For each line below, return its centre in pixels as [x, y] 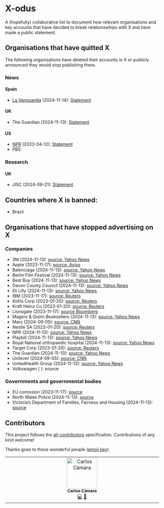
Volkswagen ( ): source [35, 369]
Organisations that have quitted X [57, 48]
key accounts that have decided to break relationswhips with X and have [78, 27]
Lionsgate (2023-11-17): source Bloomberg [55, 311]
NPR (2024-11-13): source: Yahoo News [52, 332]
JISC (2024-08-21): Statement [43, 185]
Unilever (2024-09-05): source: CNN [49, 358]
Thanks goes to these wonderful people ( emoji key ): [58, 450]
